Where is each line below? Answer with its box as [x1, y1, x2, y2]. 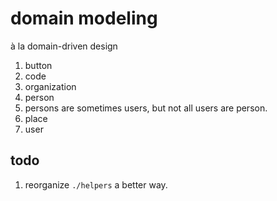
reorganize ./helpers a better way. [24, 178, 168, 191]
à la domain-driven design [10, 40, 118, 52]
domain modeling [10, 7, 158, 30]
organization [24, 80, 77, 92]
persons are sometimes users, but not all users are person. [24, 102, 268, 114]
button [24, 59, 53, 71]
